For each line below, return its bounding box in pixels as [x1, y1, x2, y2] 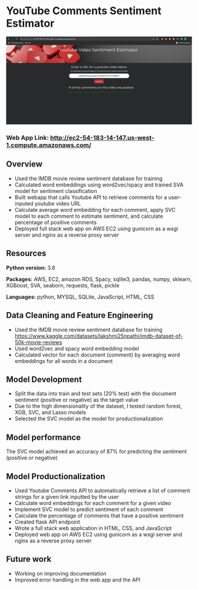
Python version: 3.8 [6, 264, 55, 271]
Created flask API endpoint [14, 518, 81, 525]
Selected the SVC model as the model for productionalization [14, 415, 163, 423]
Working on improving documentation [14, 570, 107, 577]
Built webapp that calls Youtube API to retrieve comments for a [14, 194, 167, 201]
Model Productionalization [6, 471, 105, 482]
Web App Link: [6, 134, 49, 142]
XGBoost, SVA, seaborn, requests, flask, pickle [6, 282, 120, 289]
